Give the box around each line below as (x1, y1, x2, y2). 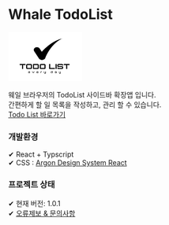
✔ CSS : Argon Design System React (8, 158, 128, 168)
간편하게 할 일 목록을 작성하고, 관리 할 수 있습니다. (8, 100, 162, 109)
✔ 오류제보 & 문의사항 (8, 208, 76, 218)
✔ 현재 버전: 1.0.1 (8, 198, 61, 208)
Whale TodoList (8, 6, 113, 24)
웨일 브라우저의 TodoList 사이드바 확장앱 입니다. (8, 90, 156, 99)
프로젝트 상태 (8, 179, 55, 190)
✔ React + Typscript (8, 149, 74, 159)
